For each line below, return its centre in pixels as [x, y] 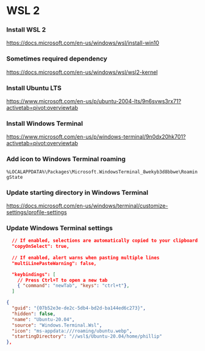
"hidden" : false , [34, 314]
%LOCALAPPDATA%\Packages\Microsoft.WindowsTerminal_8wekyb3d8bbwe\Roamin [102, 172]
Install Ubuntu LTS [34, 88]
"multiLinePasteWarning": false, [54, 263]
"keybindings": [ [34, 274]
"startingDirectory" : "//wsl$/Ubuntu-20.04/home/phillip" [87, 336]
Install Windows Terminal [45, 124]
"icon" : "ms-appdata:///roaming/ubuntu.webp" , [72, 331]
